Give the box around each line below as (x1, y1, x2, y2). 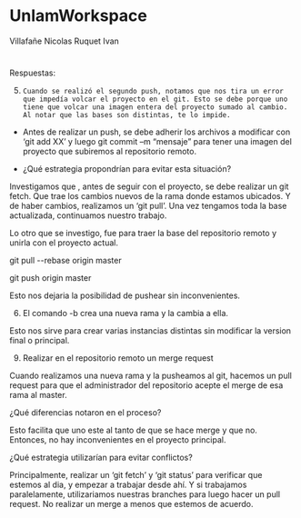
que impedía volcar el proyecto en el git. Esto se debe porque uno (22, 95, 288, 105)
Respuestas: (9, 67, 56, 78)
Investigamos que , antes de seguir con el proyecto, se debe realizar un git (9, 181, 289, 192)
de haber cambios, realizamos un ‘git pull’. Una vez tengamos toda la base (9, 201, 287, 212)
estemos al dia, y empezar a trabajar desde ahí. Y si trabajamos (9, 479, 247, 491)
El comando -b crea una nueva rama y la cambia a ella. (22, 308, 229, 319)
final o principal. (9, 335, 70, 346)
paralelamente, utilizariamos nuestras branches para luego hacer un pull (9, 489, 280, 500)
